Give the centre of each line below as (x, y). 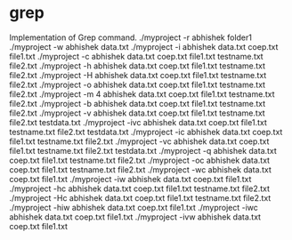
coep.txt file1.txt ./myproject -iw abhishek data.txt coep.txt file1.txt (130, 179)
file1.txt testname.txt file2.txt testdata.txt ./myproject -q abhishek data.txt (143, 150)
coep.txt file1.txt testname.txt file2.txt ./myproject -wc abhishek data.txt (140, 169)
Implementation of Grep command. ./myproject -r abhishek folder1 (130, 37)
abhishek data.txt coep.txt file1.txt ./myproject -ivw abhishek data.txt (135, 217)
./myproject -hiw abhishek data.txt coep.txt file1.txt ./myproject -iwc (134, 207)
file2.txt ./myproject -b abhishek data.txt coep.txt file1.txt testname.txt (138, 103)
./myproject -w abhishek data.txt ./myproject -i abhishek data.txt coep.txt (144, 46)
